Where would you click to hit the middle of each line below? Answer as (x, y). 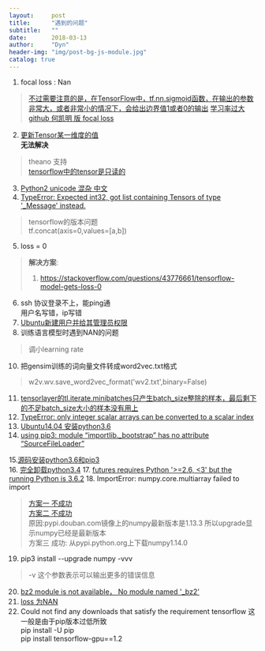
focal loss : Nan (46, 82)
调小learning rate (56, 349)
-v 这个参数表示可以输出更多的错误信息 (92, 574)
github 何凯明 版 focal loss (71, 118)
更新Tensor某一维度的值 (60, 134)
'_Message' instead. (53, 205)
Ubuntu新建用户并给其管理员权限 (74, 322)
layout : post (37, 15)
